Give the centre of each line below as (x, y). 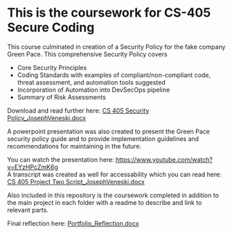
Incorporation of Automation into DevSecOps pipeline (93, 90)
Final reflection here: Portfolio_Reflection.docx (73, 223)
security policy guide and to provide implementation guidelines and (103, 139)
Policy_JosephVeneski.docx (47, 118)
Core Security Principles (52, 67)
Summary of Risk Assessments (61, 97)
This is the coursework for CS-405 (109, 13)
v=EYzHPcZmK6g (33, 167)
